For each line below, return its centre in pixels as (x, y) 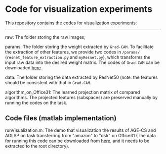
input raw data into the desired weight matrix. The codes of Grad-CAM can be (82, 62)
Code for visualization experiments (79, 9)
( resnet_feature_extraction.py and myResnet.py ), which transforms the (78, 57)
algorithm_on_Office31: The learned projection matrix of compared (73, 92)
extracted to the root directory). (37, 146)
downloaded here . (24, 67)
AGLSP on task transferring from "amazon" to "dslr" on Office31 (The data (81, 135)
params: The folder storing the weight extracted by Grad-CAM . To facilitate (80, 47)
